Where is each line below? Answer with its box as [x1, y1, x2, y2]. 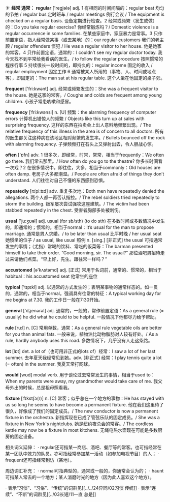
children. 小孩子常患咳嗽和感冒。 [5, 99, 74, 104]
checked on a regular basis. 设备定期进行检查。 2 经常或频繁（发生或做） [5, 18, 157, 23]
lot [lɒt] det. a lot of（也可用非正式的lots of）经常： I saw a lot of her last [5, 348, 156, 354]
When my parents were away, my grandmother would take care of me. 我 [5, 378, 158, 384]
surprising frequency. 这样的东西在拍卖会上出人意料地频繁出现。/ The [5, 122, 151, 128]
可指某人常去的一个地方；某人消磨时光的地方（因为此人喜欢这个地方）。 [5, 474, 154, 480]
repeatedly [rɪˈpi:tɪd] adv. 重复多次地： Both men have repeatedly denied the [5, 188, 165, 194]
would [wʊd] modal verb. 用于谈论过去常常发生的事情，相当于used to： [5, 372, 155, 378]
